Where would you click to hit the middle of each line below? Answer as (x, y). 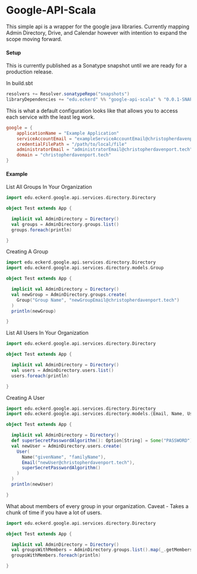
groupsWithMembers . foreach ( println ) (56, 555)
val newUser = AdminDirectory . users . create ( (67, 446)
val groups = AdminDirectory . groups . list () (65, 224)
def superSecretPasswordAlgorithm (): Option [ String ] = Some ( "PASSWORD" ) (102, 441)
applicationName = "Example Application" (68, 133)
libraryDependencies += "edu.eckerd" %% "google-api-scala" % (84, 100)
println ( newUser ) (33, 485)
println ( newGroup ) (34, 311)
